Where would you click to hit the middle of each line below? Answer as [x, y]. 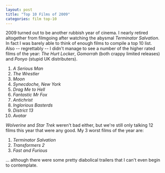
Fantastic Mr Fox [30, 95]
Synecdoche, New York [37, 84]
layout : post [19, 10]
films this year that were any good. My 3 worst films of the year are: [75, 131]
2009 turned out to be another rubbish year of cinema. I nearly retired [77, 33]
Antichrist [23, 100]
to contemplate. [22, 165]
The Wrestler [26, 74]
